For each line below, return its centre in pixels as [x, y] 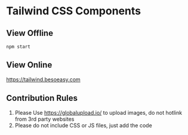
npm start [19, 47]
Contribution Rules [42, 98]
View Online [29, 65]
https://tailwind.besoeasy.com [43, 79]
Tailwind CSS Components [74, 11]
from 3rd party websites [44, 119]
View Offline [30, 33]
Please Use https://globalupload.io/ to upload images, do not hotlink [98, 112]
